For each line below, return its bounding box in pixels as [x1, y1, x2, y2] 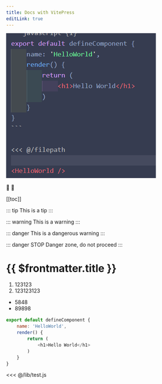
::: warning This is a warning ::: [6, 218, 80, 225]
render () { [16, 330, 43, 336]
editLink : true [6, 15, 43, 22]
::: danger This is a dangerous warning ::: [6, 229, 106, 237]
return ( [27, 336, 49, 342]
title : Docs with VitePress [6, 9, 75, 15]
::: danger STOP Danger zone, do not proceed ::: [6, 241, 123, 248]
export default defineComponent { [6, 317, 91, 323]
